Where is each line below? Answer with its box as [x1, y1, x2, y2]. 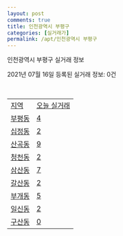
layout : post [7, 10, 45, 17]
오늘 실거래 [36, 101, 71, 110]
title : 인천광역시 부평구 [7, 23, 70, 30]
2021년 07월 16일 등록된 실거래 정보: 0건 [7, 70, 117, 79]
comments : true [7, 17, 51, 23]
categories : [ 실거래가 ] [7, 29, 70, 37]
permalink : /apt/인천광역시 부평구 [7, 36, 98, 43]
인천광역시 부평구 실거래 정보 [7, 56, 85, 64]
